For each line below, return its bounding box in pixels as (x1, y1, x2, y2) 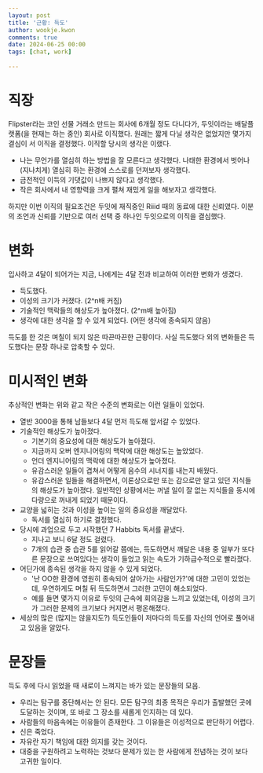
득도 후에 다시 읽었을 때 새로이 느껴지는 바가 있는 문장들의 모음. (8, 680, 201, 690)
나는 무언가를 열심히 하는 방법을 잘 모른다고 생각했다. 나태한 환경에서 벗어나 (19, 155, 250, 165)
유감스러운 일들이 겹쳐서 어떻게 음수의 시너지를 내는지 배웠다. (31, 465, 218, 475)
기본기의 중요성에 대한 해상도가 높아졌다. (31, 436, 155, 445)
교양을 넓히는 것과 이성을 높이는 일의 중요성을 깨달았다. (19, 504, 188, 515)
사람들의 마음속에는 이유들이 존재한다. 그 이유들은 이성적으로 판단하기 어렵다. (19, 716, 255, 727)
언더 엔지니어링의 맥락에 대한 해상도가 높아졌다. (31, 456, 177, 465)
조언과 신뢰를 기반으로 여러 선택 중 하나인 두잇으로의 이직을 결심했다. (16, 211, 226, 221)
